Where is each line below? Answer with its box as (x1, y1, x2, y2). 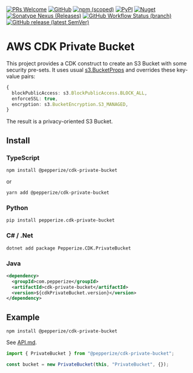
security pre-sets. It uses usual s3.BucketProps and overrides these (6, 66, 175, 73)
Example (6, 312, 40, 322)
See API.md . (6, 339, 38, 346)
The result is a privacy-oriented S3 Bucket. (6, 118, 113, 125)
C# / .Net (6, 231, 33, 240)
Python (6, 203, 28, 212)
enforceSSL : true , (11, 96, 59, 102)
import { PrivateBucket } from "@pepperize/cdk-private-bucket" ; (6, 351, 174, 357)
